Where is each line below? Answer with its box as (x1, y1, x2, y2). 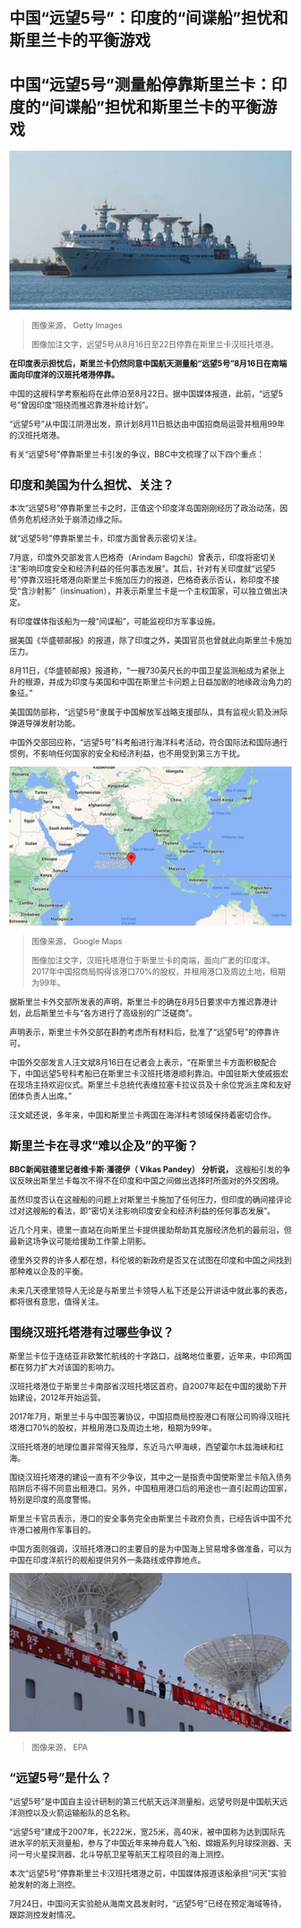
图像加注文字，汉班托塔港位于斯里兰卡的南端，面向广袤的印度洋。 (30, 954, 275, 965)
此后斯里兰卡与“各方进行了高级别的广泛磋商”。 (24, 1007, 197, 1018)
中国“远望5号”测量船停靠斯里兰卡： (9, 75, 271, 95)
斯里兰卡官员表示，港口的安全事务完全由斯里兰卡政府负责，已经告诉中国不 (9, 1513, 284, 1524)
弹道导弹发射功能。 (9, 718, 81, 729)
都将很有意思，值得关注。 (9, 1296, 104, 1307)
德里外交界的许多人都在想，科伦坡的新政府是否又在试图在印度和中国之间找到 (9, 1255, 292, 1265)
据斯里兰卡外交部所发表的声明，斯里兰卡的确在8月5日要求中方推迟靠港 (9, 996, 271, 1007)
